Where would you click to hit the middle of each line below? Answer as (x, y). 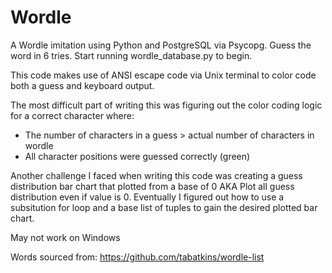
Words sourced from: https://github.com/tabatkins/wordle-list (137, 257)
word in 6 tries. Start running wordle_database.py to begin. (131, 55)
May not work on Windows (65, 237)
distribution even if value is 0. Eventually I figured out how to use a (147, 197)
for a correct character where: (72, 115)
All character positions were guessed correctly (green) (137, 156)
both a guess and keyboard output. (82, 85)
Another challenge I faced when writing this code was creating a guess (156, 175)
